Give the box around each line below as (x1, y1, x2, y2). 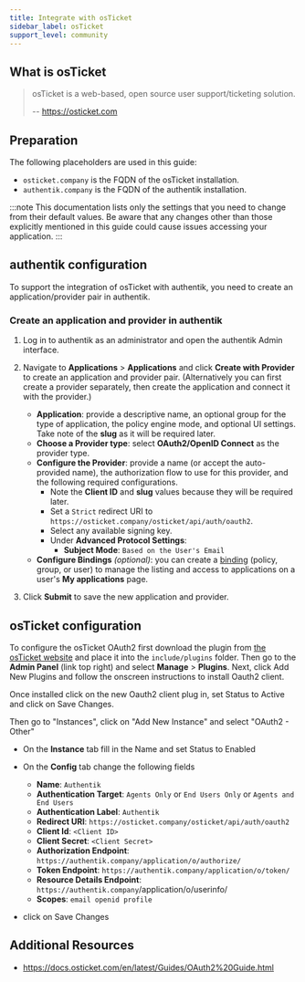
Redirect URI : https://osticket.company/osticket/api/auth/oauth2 (36, 816, 290, 827)
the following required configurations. (36, 476, 178, 488)
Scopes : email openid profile (36, 893, 152, 904)
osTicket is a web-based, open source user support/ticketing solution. (31, 89, 296, 99)
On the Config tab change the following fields (22, 761, 195, 772)
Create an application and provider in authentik (9, 314, 223, 327)
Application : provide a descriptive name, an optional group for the (36, 409, 287, 420)
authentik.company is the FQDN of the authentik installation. (22, 184, 247, 194)
